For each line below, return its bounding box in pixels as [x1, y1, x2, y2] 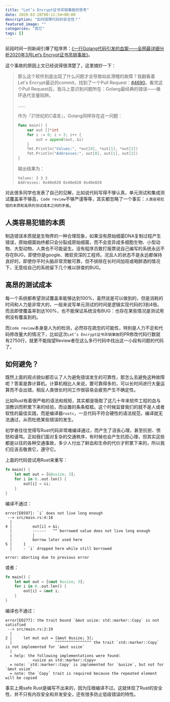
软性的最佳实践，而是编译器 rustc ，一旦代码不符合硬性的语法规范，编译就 [5, 410, 158, 416]
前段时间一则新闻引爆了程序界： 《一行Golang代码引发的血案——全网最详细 [5, 46, 160, 51]
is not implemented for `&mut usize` [5, 644, 85, 649]
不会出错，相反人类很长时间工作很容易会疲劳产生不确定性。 [14, 387, 138, 393]
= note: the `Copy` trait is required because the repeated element [10, 671, 157, 676]
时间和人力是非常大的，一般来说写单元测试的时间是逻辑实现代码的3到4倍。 [5, 301, 162, 308]
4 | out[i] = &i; [5, 524, 60, 529]
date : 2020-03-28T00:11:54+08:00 [5, 12, 76, 17]
